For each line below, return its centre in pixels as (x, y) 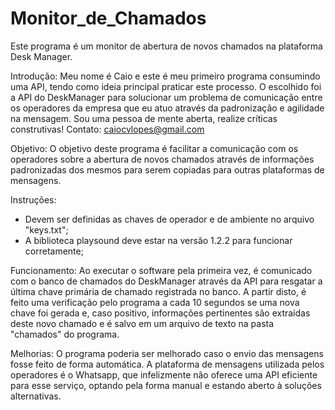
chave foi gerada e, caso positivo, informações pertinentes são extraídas (160, 313)
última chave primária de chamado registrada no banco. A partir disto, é (158, 291)
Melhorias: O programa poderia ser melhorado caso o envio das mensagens (167, 353)
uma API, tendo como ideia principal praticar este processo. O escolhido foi (166, 86)
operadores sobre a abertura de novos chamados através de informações (162, 159)
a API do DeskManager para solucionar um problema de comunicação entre (166, 97)
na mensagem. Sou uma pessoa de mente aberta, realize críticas (144, 118)
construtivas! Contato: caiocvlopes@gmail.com (107, 129)
